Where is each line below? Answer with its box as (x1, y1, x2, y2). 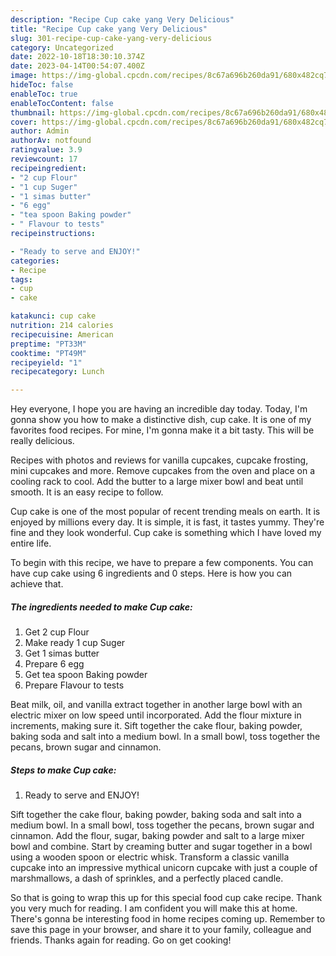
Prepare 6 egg (24, 658, 85, 670)
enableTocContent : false (10, 98, 114, 108)
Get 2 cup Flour (24, 626, 90, 638)
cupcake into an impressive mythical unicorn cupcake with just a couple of (10, 862, 318, 874)
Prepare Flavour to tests (24, 679, 125, 691)
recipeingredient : (10, 163, 87, 173)
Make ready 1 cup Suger (24, 637, 126, 649)
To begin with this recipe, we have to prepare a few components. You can (10, 557, 314, 569)
